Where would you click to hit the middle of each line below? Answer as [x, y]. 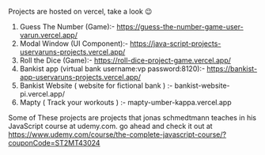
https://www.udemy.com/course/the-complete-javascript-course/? [117, 134]
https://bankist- [232, 69]
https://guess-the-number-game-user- [180, 26]
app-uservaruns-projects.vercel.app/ [80, 77]
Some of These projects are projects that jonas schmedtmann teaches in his [132, 117]
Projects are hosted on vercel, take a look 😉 [80, 11]
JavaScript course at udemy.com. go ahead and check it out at [110, 126]
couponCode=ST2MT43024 [54, 143]
